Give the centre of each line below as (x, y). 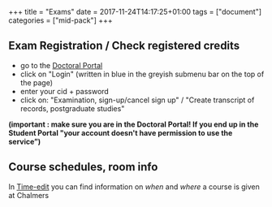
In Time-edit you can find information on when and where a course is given (134, 187)
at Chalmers (29, 195)
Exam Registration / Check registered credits (124, 46)
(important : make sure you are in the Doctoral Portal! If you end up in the (134, 124)
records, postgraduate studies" (72, 108)
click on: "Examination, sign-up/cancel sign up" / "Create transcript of (137, 100)
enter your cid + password (65, 91)
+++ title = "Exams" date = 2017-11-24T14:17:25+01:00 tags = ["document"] (135, 12)
